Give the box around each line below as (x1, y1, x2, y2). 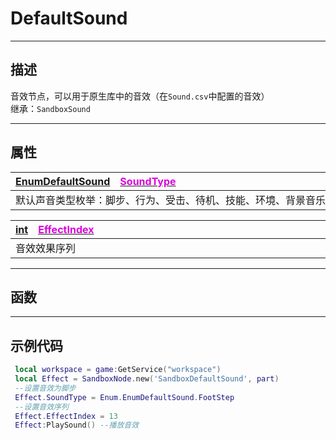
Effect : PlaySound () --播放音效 (14, 420, 140, 431)
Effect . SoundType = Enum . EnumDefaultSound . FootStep (14, 392, 235, 402)
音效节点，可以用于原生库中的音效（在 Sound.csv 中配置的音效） (10, 90, 270, 102)
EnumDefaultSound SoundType (15, 174, 177, 188)
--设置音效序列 (14, 402, 69, 412)
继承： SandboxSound (10, 102, 91, 114)
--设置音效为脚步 (14, 383, 77, 393)
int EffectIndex (15, 222, 95, 236)
